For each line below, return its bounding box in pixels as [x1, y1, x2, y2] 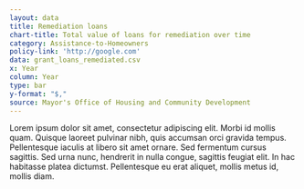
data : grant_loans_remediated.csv [9, 55, 142, 65]
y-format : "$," [9, 89, 68, 98]
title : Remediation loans [9, 22, 108, 31]
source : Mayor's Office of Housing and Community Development [9, 97, 251, 107]
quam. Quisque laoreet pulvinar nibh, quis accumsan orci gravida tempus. [9, 133, 288, 144]
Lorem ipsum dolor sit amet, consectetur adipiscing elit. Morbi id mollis [9, 123, 276, 134]
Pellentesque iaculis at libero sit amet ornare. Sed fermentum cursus [9, 142, 267, 153]
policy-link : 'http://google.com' [9, 47, 142, 56]
